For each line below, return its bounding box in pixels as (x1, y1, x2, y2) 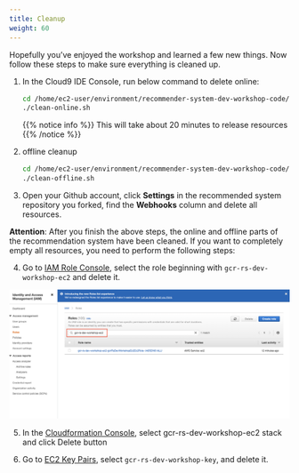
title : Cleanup (9, 14, 66, 23)
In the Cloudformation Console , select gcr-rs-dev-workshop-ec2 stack (21, 427, 282, 437)
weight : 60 (9, 23, 50, 33)
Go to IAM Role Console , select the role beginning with (21, 262, 222, 273)
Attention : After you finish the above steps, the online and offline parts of (9, 227, 279, 236)
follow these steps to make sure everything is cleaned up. (9, 59, 221, 69)
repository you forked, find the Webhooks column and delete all (21, 200, 258, 210)
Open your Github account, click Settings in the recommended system (21, 190, 282, 200)
